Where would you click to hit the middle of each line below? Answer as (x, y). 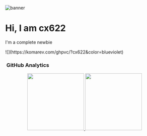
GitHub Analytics (28, 65)
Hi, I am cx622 (36, 28)
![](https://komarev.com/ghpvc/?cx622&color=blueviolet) (64, 52)
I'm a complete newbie (29, 42)
